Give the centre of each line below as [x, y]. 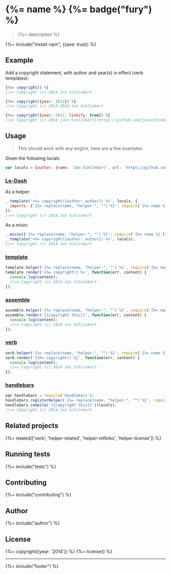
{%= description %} [39, 34]
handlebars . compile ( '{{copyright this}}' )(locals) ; [61, 405]
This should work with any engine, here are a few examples [80, 148]
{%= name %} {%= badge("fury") [79, 9]
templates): [17, 78]
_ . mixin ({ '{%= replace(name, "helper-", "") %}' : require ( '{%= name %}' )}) [87, 234]
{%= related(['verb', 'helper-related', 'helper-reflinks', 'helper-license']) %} [83, 438]
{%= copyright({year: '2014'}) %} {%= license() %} [59, 551]
